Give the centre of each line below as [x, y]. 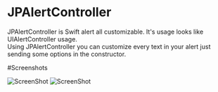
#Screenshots [27, 67]
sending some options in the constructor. [67, 54]
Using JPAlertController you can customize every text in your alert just [109, 46]
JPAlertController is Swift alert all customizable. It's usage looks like [105, 32]
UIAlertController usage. [42, 39]
